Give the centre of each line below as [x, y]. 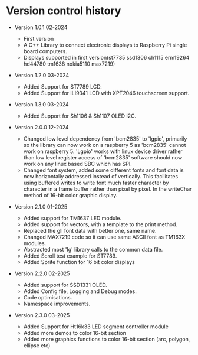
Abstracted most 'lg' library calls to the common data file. [93, 249]
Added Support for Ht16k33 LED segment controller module [96, 327]
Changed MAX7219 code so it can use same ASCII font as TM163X [104, 237]
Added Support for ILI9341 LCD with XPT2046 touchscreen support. [106, 93]
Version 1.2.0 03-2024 [42, 75]
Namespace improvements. [57, 304]
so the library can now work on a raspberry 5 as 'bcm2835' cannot [105, 145]
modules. [35, 243]
